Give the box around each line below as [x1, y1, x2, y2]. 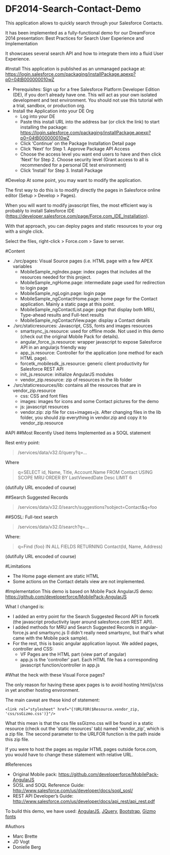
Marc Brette [12, 833, 38, 839]
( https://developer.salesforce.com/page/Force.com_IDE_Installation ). [5, 213, 149, 219]
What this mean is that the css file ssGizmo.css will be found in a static [5, 720, 153, 726]
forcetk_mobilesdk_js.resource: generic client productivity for [20, 360, 149, 367]
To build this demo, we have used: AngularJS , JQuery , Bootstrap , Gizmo [5, 808, 156, 814]
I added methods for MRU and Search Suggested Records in [12, 624, 140, 630]
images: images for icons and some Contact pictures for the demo [20, 398, 159, 404]
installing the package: [20, 124, 67, 130]
